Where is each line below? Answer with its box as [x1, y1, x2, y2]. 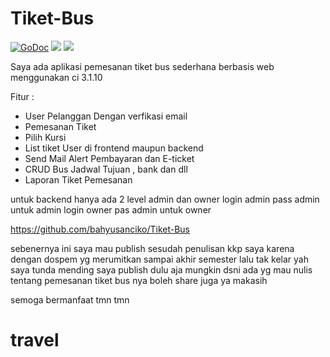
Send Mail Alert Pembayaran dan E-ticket [24, 152, 195, 164]
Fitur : [10, 90, 35, 102]
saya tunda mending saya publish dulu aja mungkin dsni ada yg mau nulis [10, 263, 313, 276]
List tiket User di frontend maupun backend [24, 142, 204, 154]
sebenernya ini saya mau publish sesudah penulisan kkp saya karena [10, 242, 295, 254]
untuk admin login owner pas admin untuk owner [10, 203, 212, 216]
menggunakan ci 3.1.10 [10, 71, 103, 83]
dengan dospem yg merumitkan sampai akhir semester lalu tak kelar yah [10, 253, 309, 265]
